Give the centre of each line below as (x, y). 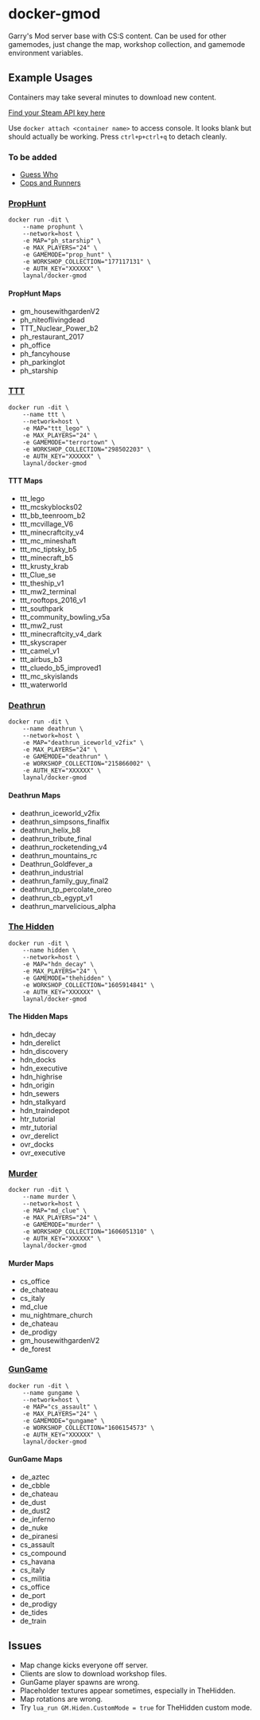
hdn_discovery (44, 1052)
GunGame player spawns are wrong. (80, 1682)
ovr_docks (37, 1145)
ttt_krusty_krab (44, 566)
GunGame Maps (35, 1459)
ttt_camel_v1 (39, 651)
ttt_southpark (41, 609)
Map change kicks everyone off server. (84, 1665)
